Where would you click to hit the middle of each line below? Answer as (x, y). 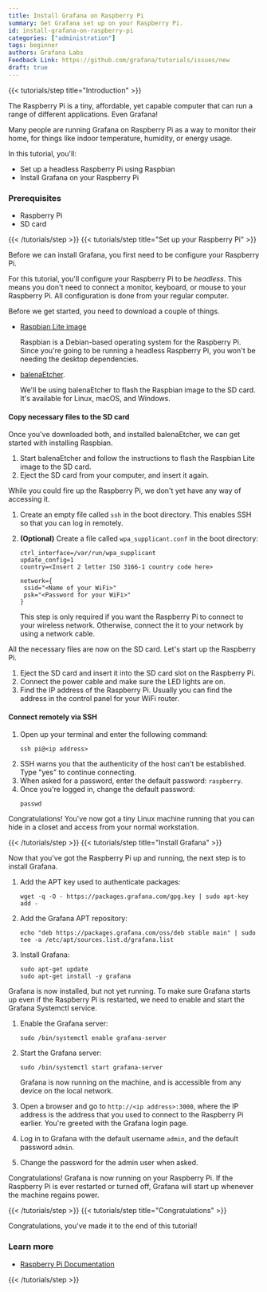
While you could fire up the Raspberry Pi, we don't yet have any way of (125, 490)
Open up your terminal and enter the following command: (114, 735)
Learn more (31, 1247)
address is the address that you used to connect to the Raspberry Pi (132, 1115)
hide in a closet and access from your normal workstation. (104, 827)
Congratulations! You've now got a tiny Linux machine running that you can (132, 819)
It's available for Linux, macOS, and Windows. (95, 399)
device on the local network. (67, 1091)
